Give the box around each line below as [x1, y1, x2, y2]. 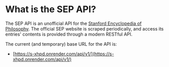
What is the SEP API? [5, 4, 96, 15]
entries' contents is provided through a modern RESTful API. [5, 31, 133, 37]
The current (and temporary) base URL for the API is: [5, 41, 117, 47]
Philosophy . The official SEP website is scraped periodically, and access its [5, 25, 164, 31]
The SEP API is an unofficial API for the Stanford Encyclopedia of [5, 20, 142, 26]
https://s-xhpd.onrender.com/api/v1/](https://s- [14, 51, 114, 57]
